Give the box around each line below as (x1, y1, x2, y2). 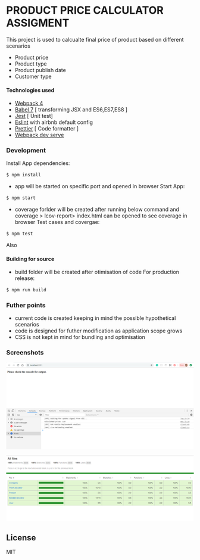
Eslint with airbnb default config (14, 119, 93, 126)
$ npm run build (6, 287, 46, 293)
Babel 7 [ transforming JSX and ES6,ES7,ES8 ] (14, 106, 128, 113)
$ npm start (6, 195, 36, 201)
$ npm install (6, 172, 42, 178)
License (6, 533, 36, 543)
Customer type (14, 73, 52, 80)
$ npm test (6, 231, 33, 237)
